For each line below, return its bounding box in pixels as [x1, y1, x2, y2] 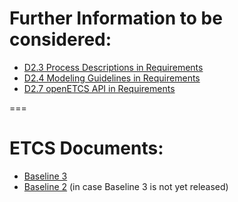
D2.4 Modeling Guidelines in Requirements [23, 72, 201, 84]
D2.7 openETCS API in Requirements [23, 82, 176, 94]
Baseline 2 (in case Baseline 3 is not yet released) [23, 180, 229, 192]
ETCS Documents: [9, 137, 164, 160]
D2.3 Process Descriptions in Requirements [23, 61, 204, 73]
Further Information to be [9, 7, 223, 30]
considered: [9, 28, 112, 51]
